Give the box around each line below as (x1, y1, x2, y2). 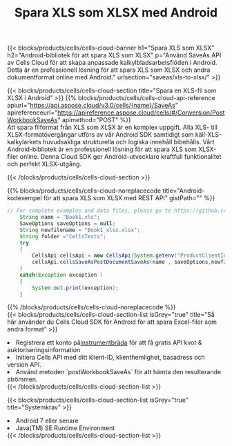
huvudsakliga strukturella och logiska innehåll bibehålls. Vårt (42, 138, 215, 146)
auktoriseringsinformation (7, 346, 81, 354)
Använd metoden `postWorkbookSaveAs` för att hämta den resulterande (16, 368, 222, 376)
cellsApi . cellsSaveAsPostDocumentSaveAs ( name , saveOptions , (32, 259, 212, 266)
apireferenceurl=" (7, 108, 58, 117)
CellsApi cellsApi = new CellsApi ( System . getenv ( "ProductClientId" (32, 252, 230, 260)
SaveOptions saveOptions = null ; (19, 220, 116, 227)
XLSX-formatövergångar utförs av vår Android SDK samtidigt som (7, 130, 194, 139)
